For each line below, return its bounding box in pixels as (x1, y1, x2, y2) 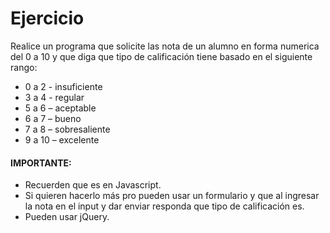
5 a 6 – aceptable (24, 102, 97, 114)
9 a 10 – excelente (24, 133, 100, 146)
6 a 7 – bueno (24, 112, 82, 124)
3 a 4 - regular (24, 91, 85, 103)
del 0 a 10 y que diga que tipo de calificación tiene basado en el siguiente (10, 50, 313, 62)
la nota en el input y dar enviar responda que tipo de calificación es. (24, 200, 305, 212)
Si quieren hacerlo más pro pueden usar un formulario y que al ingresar (24, 190, 320, 202)
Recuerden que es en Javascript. (24, 179, 162, 191)
